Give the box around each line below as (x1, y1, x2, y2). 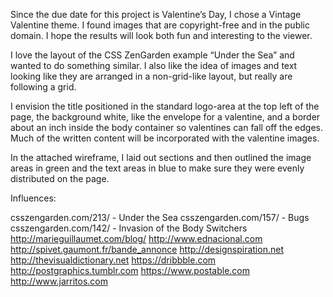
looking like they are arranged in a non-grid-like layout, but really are (10, 70, 293, 82)
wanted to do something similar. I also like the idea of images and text (10, 60, 298, 71)
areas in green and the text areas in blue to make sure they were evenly (10, 162, 305, 174)
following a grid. (10, 81, 77, 93)
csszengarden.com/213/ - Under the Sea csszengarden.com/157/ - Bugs (10, 212, 310, 223)
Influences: (10, 192, 57, 204)
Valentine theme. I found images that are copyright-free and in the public (10, 19, 310, 31)
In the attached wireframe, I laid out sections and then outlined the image (10, 152, 312, 163)
